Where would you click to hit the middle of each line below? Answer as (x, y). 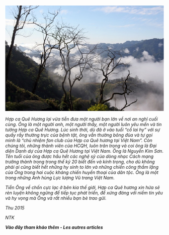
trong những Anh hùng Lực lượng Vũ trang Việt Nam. (60, 178)
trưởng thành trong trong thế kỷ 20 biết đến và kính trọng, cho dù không (80, 162)
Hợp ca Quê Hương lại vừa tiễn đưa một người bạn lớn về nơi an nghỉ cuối (81, 119)
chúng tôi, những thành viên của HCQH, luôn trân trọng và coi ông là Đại (81, 146)
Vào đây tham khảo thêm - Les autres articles (54, 227)
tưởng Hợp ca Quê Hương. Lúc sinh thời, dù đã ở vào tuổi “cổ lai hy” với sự (82, 130)
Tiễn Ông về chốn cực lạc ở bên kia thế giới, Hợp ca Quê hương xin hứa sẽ (82, 187)
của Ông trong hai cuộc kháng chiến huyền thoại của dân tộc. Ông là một (82, 172)
